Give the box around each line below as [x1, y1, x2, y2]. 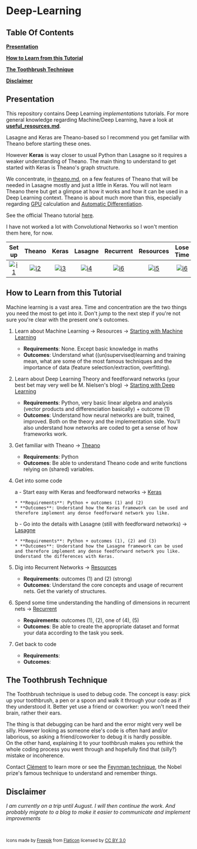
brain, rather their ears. [6, 710, 62, 717]
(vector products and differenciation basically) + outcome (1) [23, 405, 170, 412]
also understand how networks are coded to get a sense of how [23, 424, 178, 431]
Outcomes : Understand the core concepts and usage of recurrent [23, 581, 184, 589]
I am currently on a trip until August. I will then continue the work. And [6, 803, 176, 810]
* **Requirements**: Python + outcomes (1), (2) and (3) [14, 538, 157, 544]
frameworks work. [23, 430, 67, 437]
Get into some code [14, 477, 63, 484]
